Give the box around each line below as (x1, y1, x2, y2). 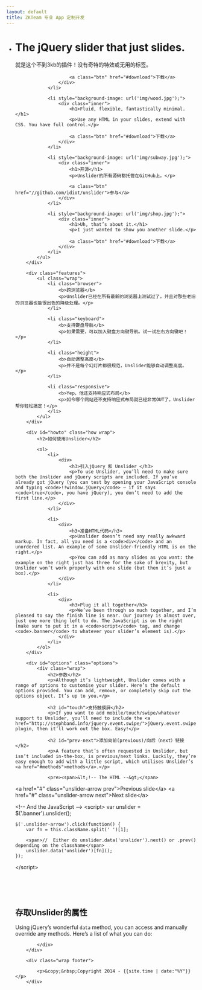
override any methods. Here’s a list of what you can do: (14, 930, 153, 937)
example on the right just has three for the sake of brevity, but (14, 560, 188, 566)
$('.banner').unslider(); (14, 810, 72, 817)
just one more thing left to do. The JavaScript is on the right (14, 618, 183, 624)
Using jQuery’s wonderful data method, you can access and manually (14, 924, 188, 931)
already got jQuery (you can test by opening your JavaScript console (14, 480, 197, 486)
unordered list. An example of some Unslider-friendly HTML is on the (14, 544, 197, 550)
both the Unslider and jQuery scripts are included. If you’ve (14, 474, 178, 480)
